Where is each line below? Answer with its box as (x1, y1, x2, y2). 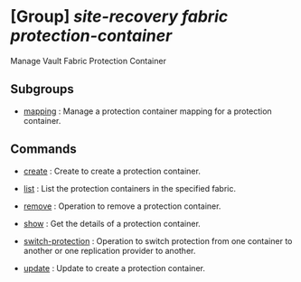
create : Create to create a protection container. (23, 165, 202, 176)
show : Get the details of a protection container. (23, 218, 202, 229)
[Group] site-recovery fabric (10, 6, 229, 27)
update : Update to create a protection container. (23, 262, 206, 273)
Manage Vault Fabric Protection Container (10, 55, 166, 66)
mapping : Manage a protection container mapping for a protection (23, 106, 272, 117)
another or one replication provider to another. (23, 245, 196, 256)
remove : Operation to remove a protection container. (23, 201, 221, 211)
